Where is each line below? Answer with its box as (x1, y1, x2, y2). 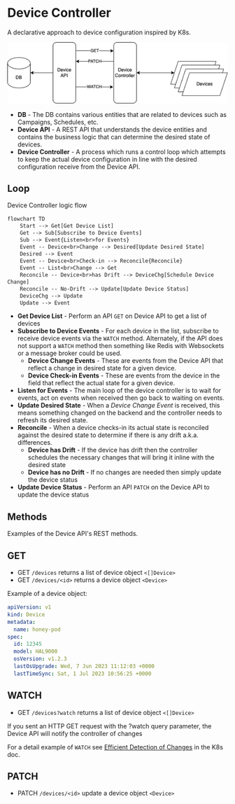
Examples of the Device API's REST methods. (7, 529, 138, 538)
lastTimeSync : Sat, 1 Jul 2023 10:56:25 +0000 (13, 670, 152, 677)
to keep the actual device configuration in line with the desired (17, 155, 197, 163)
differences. (17, 438, 52, 447)
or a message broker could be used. (17, 349, 122, 358)
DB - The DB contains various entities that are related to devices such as (17, 110, 227, 118)
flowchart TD (7, 216, 45, 223)
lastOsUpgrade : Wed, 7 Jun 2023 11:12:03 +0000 (13, 663, 155, 670)
